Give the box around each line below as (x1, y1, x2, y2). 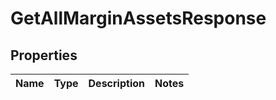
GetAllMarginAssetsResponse (10, 7, 267, 30)
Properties (10, 47, 78, 64)
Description (88, 77, 145, 90)
